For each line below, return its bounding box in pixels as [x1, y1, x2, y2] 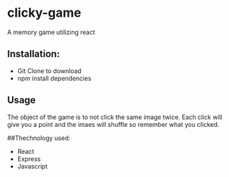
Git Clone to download [17, 66, 82, 75]
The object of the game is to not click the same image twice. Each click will [7, 113, 223, 121]
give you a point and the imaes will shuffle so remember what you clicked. [7, 120, 220, 128]
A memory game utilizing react [7, 28, 95, 36]
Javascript [17, 162, 48, 170]
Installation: [7, 48, 61, 60]
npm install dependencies [17, 74, 92, 82]
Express [17, 155, 41, 163]
